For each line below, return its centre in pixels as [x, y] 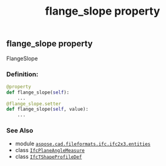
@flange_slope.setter [34, 104]
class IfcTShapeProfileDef [49, 157]
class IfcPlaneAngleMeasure [50, 150]
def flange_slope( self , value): [47, 109]
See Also [20, 131]
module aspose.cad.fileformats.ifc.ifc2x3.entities [83, 144]
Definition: [22, 74]
